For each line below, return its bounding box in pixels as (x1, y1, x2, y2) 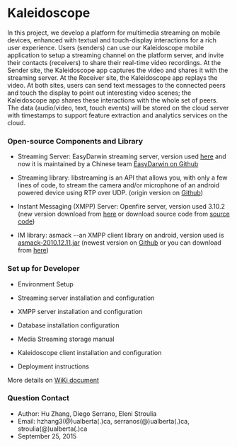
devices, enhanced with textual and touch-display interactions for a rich (7, 35, 217, 44)
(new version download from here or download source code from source (17, 210, 230, 219)
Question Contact (7, 393, 69, 403)
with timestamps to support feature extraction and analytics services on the (7, 111, 228, 120)
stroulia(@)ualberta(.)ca (17, 424, 88, 433)
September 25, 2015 (17, 431, 77, 440)
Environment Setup (17, 279, 74, 288)
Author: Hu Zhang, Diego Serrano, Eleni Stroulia (17, 409, 157, 418)
